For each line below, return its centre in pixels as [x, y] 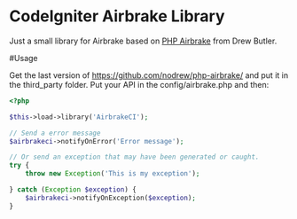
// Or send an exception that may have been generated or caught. [134, 157]
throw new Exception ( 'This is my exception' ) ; [113, 174]
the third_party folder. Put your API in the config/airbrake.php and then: [139, 84]
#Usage [23, 58]
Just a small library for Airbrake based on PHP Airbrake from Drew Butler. [143, 41]
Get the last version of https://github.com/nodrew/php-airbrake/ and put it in [149, 75]
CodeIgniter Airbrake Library [117, 16]
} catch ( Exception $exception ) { [73, 190]
